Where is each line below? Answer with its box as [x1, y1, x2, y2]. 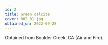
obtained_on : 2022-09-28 [5, 21, 57, 26]
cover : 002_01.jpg [5, 16, 43, 21]
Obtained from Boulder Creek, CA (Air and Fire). [5, 35, 104, 41]
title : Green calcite [5, 12, 50, 17]
